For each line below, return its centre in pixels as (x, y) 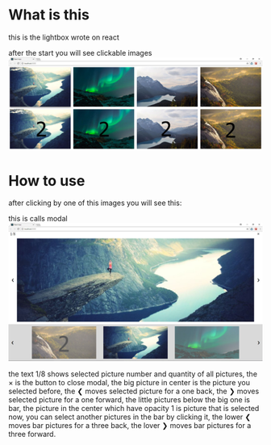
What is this (49, 15)
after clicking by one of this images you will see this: (95, 203)
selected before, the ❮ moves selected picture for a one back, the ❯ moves (134, 391)
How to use (47, 181)
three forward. (32, 434)
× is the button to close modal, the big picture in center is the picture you (129, 382)
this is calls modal (38, 219)
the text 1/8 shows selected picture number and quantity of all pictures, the (133, 374)
